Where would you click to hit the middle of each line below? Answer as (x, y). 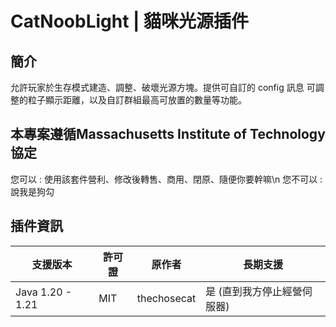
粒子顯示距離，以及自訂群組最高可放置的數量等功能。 (137, 100)
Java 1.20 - (44, 292)
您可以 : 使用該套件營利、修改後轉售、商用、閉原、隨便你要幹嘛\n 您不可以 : (166, 179)
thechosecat (166, 298)
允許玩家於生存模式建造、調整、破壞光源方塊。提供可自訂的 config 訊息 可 (163, 87)
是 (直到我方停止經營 (254, 291)
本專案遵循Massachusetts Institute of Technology (168, 134)
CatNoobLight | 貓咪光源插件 (130, 21)
